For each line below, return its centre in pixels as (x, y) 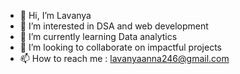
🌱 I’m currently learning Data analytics (98, 36)
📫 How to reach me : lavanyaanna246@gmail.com (124, 58)
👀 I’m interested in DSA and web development (114, 26)
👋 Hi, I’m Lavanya (55, 15)
